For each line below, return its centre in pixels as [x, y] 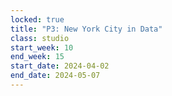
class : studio [40, 38]
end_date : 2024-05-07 [55, 76]
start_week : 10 [42, 47]
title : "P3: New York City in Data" [86, 29]
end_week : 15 [37, 57]
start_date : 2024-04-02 [60, 66]
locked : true [37, 19]
